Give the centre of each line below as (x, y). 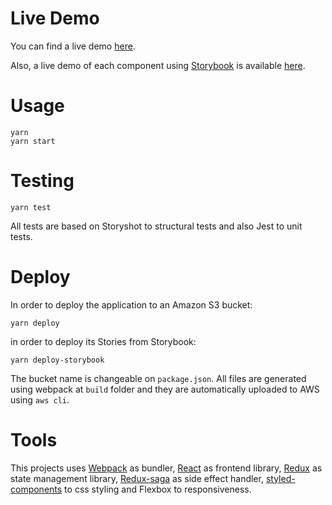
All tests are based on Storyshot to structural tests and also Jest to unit (156, 226)
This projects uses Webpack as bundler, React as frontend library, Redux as (166, 468)
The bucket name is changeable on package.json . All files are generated (158, 378)
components (36, 489)
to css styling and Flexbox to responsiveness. (158, 489)
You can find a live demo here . (73, 46)
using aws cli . (40, 399)
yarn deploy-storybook (57, 360)
